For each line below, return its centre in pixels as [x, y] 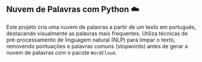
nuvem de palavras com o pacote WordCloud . [62, 52]
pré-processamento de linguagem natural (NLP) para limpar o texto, [91, 40]
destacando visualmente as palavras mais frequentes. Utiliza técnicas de [97, 33]
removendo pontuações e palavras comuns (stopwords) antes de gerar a [97, 46]
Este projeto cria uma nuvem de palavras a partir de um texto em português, [101, 27]
